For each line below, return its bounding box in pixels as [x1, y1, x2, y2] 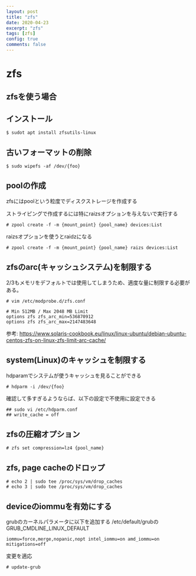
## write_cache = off [6, 411, 60, 418]
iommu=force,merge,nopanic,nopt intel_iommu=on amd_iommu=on [6, 536, 160, 542]
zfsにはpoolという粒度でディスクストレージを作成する [6, 197, 138, 204]
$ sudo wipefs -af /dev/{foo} [6, 163, 81, 169]
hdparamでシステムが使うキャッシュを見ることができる [6, 372, 142, 379]
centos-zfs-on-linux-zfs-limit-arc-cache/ [6, 336, 106, 343]
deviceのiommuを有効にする [6, 501, 112, 511]
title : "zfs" [6, 14, 38, 20]
